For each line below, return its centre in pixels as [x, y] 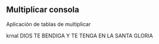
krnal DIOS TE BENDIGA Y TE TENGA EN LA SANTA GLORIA [79, 36]
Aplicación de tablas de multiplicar [49, 24]
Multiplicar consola [43, 10]
